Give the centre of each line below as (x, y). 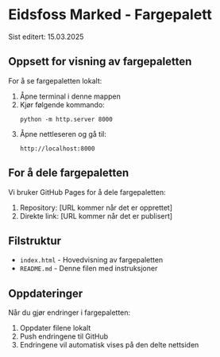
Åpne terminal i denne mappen (70, 96)
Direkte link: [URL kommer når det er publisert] (96, 215)
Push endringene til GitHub (64, 336)
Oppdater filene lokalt (55, 328)
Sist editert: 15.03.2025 (46, 37)
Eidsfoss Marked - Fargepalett (110, 15)
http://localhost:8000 (57, 149)
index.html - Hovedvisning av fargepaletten (91, 260)
